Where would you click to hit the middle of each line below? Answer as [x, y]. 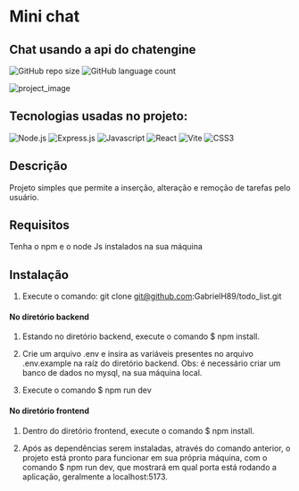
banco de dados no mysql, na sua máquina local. [112, 373]
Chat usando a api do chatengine [103, 50]
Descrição [38, 166]
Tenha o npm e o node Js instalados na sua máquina [106, 247]
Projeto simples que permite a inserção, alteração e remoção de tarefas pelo [150, 187]
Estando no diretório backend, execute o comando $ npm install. [141, 336]
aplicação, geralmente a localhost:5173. [95, 477]
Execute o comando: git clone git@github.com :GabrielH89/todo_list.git [152, 296]
